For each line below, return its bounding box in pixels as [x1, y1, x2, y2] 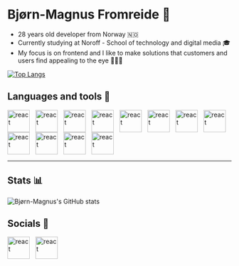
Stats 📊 [7, 174, 43, 187]
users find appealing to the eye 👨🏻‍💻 [17, 56, 123, 65]
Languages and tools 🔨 [7, 90, 111, 102]
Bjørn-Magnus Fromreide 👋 [7, 6, 171, 23]
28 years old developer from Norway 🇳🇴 [17, 30, 139, 38]
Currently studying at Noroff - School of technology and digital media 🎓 [17, 38, 230, 47]
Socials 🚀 [7, 217, 50, 230]
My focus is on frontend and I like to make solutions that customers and [17, 48, 228, 57]
